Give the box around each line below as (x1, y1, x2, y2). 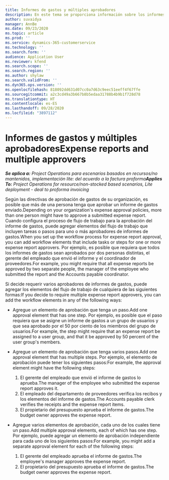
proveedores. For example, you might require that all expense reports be (5, 260, 154, 266)
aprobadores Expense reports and (5, 143, 149, 154)
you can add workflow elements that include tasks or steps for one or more (5, 239, 161, 245)
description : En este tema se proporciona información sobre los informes (5, 12, 165, 17)
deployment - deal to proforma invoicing (5, 186, 90, 192)
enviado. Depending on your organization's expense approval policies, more (5, 207, 162, 213)
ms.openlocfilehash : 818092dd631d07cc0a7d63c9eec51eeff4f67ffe (5, 87, 141, 92)
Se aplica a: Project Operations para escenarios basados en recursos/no (5, 170, 158, 176)
